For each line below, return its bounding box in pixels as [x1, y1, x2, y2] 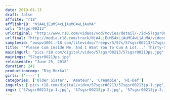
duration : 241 [5, 64, 35, 69]
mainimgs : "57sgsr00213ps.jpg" [5, 54, 71, 60]
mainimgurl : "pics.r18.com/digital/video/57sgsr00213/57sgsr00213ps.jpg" [5, 49, 164, 55]
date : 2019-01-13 [5, 7, 42, 13]
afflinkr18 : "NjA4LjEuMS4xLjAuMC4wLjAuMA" [5, 21, 96, 27]
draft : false [5, 12, 33, 17]
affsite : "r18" [5, 17, 37, 22]
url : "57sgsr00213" [5, 26, 47, 31]
